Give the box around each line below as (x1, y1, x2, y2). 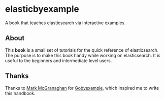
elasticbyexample (5, 3, 80, 15)
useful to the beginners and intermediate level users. (5, 58, 112, 64)
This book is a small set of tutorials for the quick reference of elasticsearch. (5, 47, 159, 53)
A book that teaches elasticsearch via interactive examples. (5, 20, 126, 26)
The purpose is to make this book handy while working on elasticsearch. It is (5, 52, 161, 58)
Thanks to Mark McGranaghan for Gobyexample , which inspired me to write (5, 85, 159, 91)
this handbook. (5, 90, 35, 96)
